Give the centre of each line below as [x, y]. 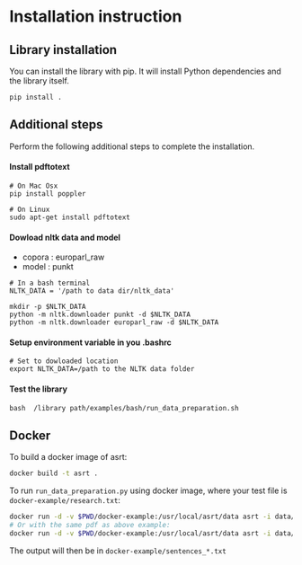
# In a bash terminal [50, 283]
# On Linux [30, 210]
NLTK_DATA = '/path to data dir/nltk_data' [92, 291]
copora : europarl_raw [63, 257]
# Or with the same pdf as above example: [90, 525]
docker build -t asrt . [54, 473]
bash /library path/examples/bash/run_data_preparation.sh [124, 408]
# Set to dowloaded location [64, 361]
